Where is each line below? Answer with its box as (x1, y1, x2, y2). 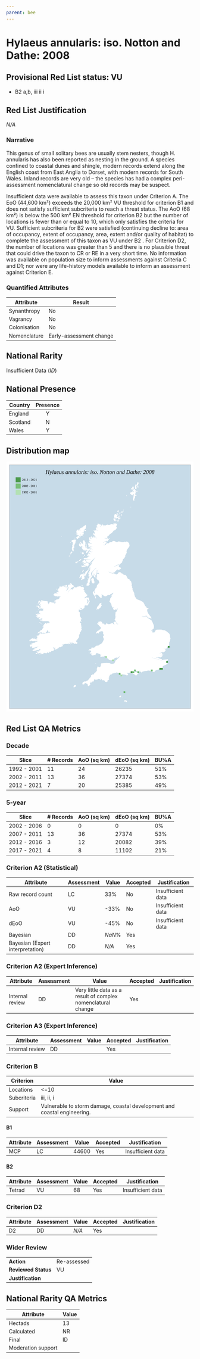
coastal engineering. (40, 1109, 91, 1116)
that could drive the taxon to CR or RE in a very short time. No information (6, 249, 187, 257)
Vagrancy (8, 315, 33, 323)
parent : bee (6, 10, 36, 15)
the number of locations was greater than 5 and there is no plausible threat (6, 243, 190, 250)
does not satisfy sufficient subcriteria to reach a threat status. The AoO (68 (6, 205, 190, 213)
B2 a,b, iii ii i (14, 88, 45, 95)
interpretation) (8, 946, 45, 952)
